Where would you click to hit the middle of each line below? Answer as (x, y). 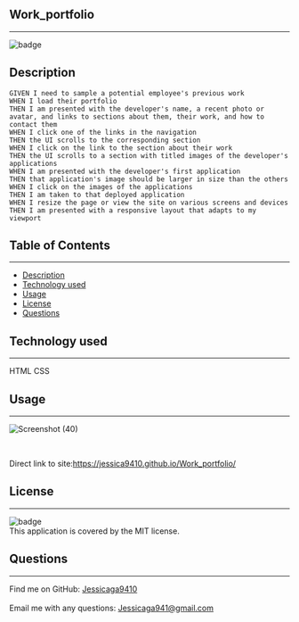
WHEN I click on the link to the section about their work (121, 148)
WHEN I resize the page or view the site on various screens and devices (149, 203)
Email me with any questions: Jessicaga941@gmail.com (112, 608)
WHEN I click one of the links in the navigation (103, 132)
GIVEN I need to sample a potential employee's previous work (127, 93)
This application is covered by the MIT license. (94, 531)
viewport (25, 218)
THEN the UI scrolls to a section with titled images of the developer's (149, 155)
